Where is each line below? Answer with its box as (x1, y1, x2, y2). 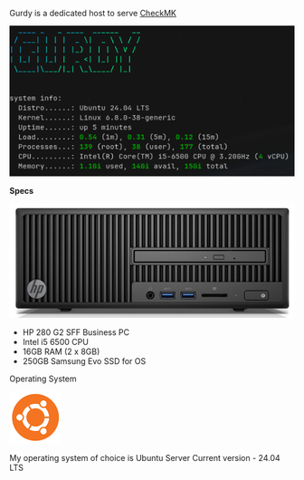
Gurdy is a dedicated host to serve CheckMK (9, 8, 177, 18)
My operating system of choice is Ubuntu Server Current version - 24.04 (9, 453, 280, 464)
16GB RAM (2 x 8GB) (22, 346, 100, 357)
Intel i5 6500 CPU (22, 337, 89, 348)
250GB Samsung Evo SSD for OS (22, 356, 147, 367)
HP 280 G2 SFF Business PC (22, 327, 129, 338)
